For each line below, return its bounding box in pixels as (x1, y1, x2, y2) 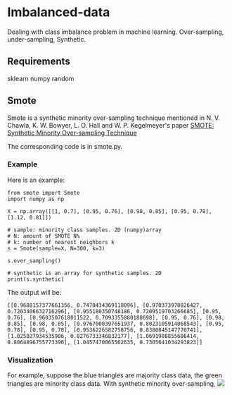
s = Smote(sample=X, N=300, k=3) (7, 245, 105, 252)
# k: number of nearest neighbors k (7, 238, 115, 245)
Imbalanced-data (7, 4, 110, 20)
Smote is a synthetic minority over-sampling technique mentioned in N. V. (7, 114, 220, 122)
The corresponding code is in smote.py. (7, 142, 123, 150)
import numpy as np (7, 195, 65, 202)
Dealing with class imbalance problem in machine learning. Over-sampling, (7, 28, 224, 36)
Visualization (7, 355, 53, 365)
